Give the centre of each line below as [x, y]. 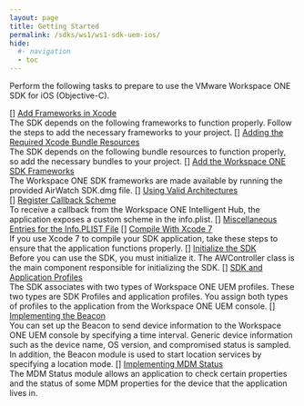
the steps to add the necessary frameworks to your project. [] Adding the [147, 132]
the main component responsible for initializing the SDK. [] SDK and [136, 267]
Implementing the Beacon [58, 316]
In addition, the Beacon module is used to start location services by [136, 354]
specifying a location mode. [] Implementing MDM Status [117, 364]
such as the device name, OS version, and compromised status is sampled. [150, 345]
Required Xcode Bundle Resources [75, 142]
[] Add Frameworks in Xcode [63, 113]
